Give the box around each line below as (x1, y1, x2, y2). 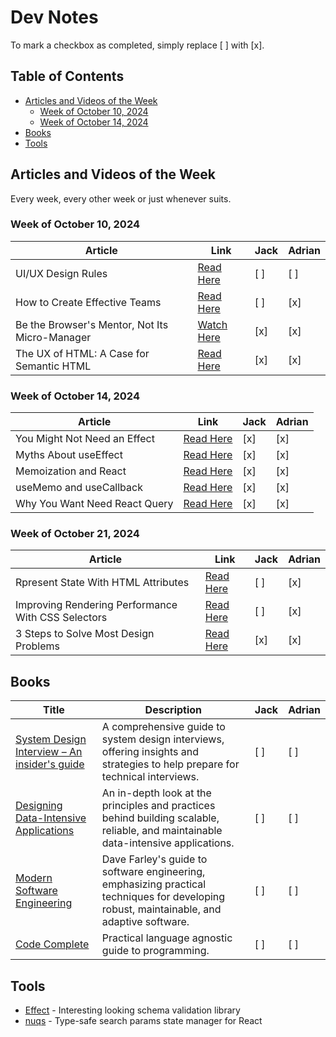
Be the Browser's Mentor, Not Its (15, 317, 169, 331)
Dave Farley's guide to (101, 852, 208, 866)
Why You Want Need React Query (15, 497, 174, 511)
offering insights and (101, 745, 200, 759)
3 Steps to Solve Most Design (15, 627, 155, 641)
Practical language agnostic (101, 931, 233, 945)
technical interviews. (101, 770, 200, 784)
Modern (15, 871, 53, 885)
